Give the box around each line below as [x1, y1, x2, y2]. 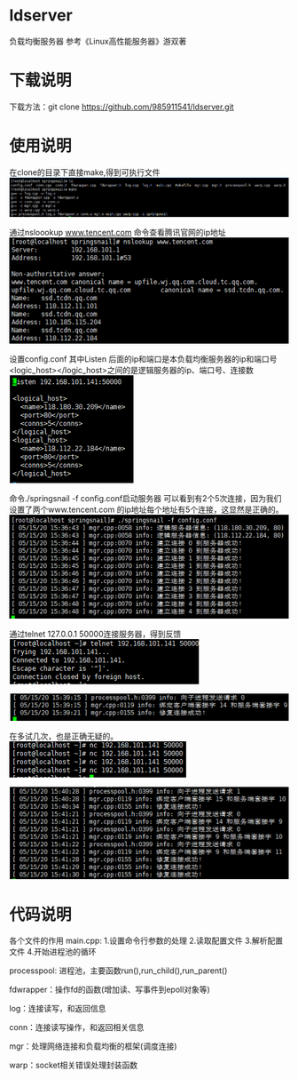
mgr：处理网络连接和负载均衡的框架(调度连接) [9, 1041, 177, 1051]
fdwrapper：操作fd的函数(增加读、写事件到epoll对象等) [9, 984, 210, 995]
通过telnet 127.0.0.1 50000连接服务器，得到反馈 [9, 628, 182, 639]
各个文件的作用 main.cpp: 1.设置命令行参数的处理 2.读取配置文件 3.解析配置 [9, 935, 284, 947]
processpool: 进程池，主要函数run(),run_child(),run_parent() [9, 965, 228, 976]
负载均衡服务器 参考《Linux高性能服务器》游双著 [9, 36, 187, 46]
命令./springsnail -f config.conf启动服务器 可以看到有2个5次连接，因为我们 [9, 492, 282, 503]
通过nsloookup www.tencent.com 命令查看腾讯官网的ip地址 [9, 228, 226, 238]
